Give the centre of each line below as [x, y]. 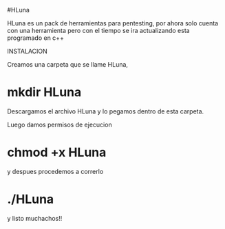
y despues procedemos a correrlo [55, 171]
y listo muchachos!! [35, 218]
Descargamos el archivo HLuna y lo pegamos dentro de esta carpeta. [106, 111]
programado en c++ [35, 38]
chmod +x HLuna [57, 152]
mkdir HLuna [44, 92]
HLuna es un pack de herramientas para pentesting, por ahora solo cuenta [113, 23]
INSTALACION [28, 51]
